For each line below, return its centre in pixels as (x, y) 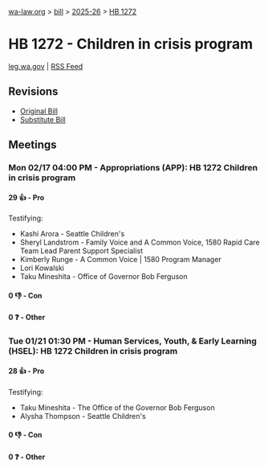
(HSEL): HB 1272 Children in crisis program (93, 351)
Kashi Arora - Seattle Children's (72, 234)
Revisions (33, 92)
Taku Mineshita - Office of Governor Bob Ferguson (104, 277)
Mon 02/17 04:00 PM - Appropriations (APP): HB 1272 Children (133, 168)
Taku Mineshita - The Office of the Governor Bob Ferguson (117, 407)
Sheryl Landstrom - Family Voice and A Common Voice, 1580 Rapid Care (140, 242)
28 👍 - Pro (26, 371)
